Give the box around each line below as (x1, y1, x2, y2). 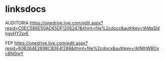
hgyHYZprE (5, 30, 29, 36)
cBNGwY (5, 51, 24, 57)
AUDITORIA (5, 20, 29, 26)
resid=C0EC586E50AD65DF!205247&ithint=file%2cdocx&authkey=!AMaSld (5, 25, 160, 31)
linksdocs (5, 3, 46, 15)
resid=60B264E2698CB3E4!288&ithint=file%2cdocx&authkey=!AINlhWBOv (5, 45, 160, 51)
